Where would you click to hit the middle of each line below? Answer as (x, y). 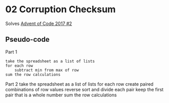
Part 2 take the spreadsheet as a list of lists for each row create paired (79, 84)
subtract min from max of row (47, 70)
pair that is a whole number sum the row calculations (61, 95)
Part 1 (11, 51)
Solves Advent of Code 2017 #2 (39, 23)
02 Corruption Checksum (61, 9)
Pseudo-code (27, 40)
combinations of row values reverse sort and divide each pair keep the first (84, 89)
